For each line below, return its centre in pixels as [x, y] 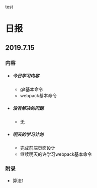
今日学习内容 [26, 76]
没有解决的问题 [28, 108]
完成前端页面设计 [38, 148]
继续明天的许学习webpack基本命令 [56, 154]
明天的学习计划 [28, 135]
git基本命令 [32, 89]
